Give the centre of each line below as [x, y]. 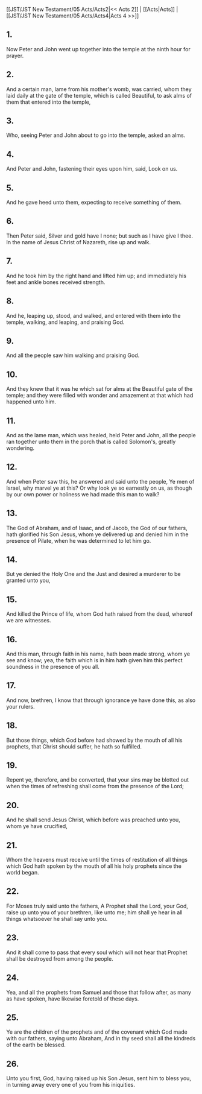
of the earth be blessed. [36, 1045]
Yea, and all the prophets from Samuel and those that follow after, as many [99, 992]
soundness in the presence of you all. [53, 667]
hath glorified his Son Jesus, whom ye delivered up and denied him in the [97, 534]
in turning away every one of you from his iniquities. [71, 1085]
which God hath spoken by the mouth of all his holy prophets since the [94, 866]
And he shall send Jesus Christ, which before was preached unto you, [93, 820]
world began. [23, 873]
